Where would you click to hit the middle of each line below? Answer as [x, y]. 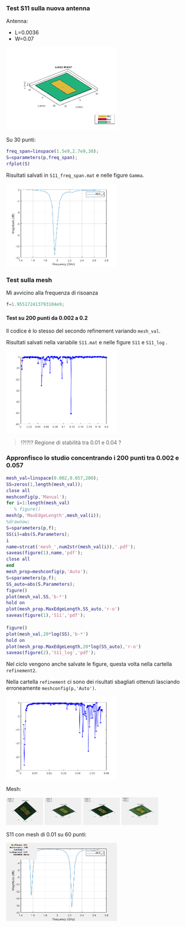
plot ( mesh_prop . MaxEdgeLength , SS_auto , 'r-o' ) [63, 609]
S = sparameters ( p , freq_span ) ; [42, 158]
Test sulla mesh [29, 280]
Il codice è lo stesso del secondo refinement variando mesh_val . [83, 331]
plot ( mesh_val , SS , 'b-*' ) [37, 597]
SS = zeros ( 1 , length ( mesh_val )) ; [45, 484]
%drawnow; [18, 522]
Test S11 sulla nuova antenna [48, 8]
